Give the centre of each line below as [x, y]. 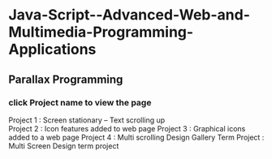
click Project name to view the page [80, 102]
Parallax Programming [66, 79]
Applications [52, 49]
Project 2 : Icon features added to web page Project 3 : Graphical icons [127, 128]
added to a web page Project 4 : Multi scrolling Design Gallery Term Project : [136, 137]
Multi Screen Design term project [64, 146]
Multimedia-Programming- [101, 32]
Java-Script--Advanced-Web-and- [129, 15]
